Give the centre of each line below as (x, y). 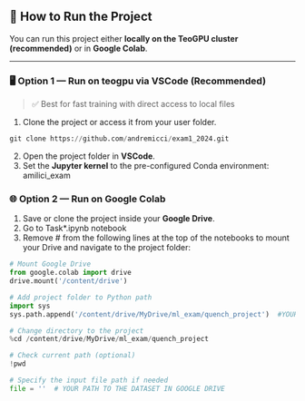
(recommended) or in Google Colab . (79, 48)
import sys (30, 306)
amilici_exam (46, 175)
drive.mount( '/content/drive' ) (69, 281)
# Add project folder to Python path (81, 297)
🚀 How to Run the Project (81, 17)
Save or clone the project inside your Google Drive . (118, 219)
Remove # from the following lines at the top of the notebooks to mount (156, 238)
